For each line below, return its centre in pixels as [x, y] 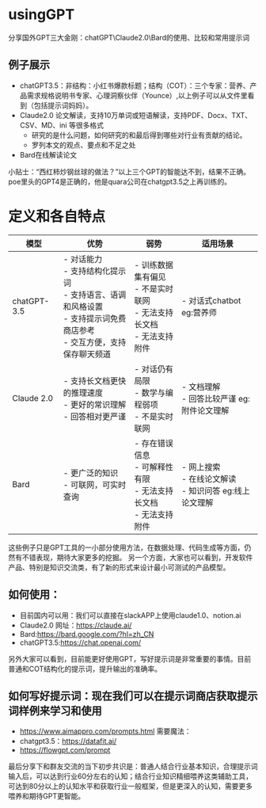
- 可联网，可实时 [95, 485]
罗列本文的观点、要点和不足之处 [84, 145]
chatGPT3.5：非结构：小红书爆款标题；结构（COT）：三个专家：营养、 [135, 86]
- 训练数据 [154, 265]
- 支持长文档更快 [95, 380]
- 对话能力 [83, 259]
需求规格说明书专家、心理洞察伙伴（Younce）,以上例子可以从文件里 [137, 95]
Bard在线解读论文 [48, 154]
